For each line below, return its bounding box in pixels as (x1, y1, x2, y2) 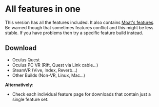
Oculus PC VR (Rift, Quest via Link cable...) (12, 62, 99, 68)
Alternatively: (5, 82, 34, 88)
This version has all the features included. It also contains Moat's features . (5, 19, 155, 25)
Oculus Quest (12, 57, 40, 63)
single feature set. (12, 96, 49, 102)
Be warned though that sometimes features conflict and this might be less (5, 24, 154, 30)
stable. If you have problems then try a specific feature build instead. (5, 30, 143, 36)
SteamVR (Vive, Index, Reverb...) (12, 67, 78, 73)
